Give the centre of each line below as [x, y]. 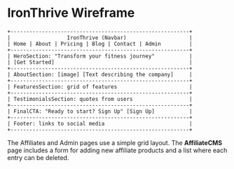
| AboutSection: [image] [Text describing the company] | [100, 74]
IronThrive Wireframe [71, 13]
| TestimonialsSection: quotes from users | [100, 99]
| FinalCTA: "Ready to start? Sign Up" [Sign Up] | [100, 111]
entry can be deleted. [38, 157]
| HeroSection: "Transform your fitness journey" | [100, 56]
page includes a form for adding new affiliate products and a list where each [117, 150]
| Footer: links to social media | [100, 123]
